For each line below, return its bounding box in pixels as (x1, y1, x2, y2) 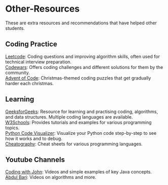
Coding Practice (5, 40, 57, 49)
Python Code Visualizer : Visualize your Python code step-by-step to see (5, 130, 157, 136)
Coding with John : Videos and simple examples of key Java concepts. (5, 169, 152, 175)
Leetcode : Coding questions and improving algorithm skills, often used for (5, 53, 160, 59)
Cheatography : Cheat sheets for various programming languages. (5, 140, 143, 147)
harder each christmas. (5, 80, 54, 86)
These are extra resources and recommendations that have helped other (5, 20, 157, 26)
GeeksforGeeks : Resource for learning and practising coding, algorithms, (5, 108, 158, 115)
